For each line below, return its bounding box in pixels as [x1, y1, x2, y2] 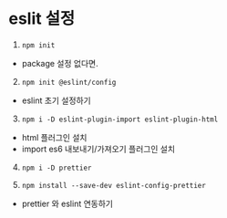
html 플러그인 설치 [21, 131, 88, 142]
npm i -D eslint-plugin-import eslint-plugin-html [21, 115, 219, 124]
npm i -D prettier [21, 163, 92, 172]
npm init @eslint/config [21, 78, 117, 87]
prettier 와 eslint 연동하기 [21, 198, 113, 209]
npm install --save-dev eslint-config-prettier [21, 181, 206, 190]
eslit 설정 [8, 8, 75, 29]
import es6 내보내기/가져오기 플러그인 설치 [21, 143, 175, 154]
